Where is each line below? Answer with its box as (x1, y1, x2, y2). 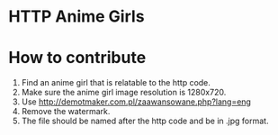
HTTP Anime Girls (8, 6, 145, 27)
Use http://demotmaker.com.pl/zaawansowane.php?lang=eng (21, 96, 251, 107)
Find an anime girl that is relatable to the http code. (21, 77, 211, 88)
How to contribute (8, 48, 147, 68)
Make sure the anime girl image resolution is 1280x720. (21, 87, 227, 98)
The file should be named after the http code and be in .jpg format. (21, 115, 269, 127)
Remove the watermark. (21, 106, 111, 117)
